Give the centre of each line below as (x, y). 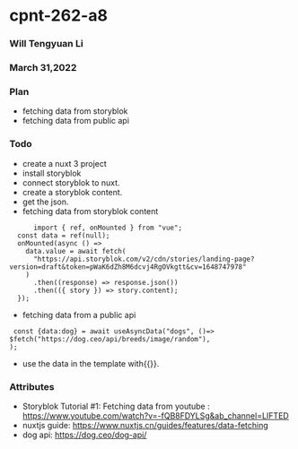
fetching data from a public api (79, 315)
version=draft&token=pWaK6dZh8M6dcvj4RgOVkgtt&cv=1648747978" (128, 267)
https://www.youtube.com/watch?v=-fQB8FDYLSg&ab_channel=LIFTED (155, 415)
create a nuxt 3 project (65, 163)
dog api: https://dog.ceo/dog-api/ (84, 435)
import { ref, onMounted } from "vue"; (107, 228)
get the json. (45, 202)
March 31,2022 (43, 68)
